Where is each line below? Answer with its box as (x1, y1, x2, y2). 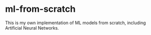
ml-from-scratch (5, 3, 76, 15)
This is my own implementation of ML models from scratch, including (5, 20, 146, 26)
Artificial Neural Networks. (5, 25, 59, 31)
